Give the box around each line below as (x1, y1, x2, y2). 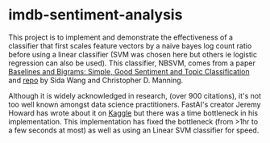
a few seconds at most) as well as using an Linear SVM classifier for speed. (8, 125, 260, 135)
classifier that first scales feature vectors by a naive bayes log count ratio (8, 40, 252, 50)
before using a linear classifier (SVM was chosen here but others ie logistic (8, 49, 258, 59)
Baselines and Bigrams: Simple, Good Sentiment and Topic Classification (8, 66, 250, 76)
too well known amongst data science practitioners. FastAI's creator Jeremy (8, 99, 261, 109)
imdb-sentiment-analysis (8, 6, 183, 24)
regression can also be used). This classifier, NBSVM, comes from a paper (8, 58, 255, 68)
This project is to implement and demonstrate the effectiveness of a (8, 32, 234, 42)
